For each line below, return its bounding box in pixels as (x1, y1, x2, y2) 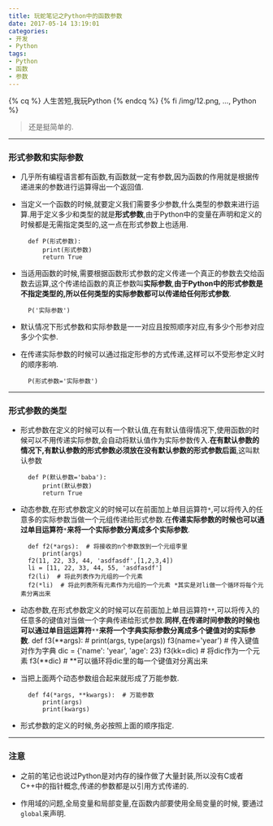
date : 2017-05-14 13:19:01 (8, 20, 100, 28)
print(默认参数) (41, 482, 93, 491)
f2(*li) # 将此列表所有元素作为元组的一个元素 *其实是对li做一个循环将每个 (28, 581, 258, 590)
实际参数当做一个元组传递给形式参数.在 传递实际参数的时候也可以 (41, 514, 258, 525)
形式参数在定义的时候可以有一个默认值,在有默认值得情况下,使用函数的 (19, 425, 253, 435)
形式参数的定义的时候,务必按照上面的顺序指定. (19, 721, 175, 731)
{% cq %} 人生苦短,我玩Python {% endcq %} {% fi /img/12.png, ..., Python (8, 95, 257, 106)
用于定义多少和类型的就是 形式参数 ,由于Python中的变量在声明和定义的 (29, 209, 262, 219)
